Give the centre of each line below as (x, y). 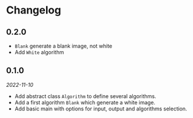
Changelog (34, 10)
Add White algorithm (39, 52)
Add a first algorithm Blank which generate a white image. (85, 102)
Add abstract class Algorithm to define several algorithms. (85, 96)
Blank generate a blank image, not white (63, 46)
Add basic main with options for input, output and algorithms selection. (101, 109)
